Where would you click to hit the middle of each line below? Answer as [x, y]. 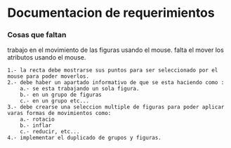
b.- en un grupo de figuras [61, 95]
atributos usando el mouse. [47, 58]
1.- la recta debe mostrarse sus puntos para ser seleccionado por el [113, 70]
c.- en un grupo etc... [55, 101]
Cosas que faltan [37, 35]
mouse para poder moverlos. [48, 76]
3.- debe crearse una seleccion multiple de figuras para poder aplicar [116, 107]
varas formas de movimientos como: [59, 114]
